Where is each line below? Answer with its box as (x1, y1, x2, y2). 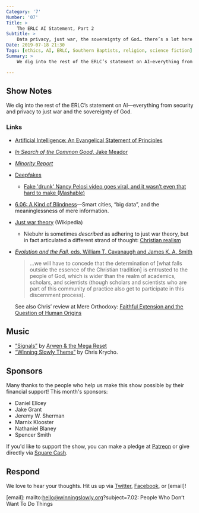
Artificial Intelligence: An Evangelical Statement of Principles (14, 137, 163, 144)
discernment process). (29, 291, 86, 298)
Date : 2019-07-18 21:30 (6, 42, 65, 48)
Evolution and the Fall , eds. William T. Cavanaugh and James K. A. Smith (14, 248, 193, 255)
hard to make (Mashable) (23, 189, 85, 196)
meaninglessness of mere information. (14, 207, 109, 214)
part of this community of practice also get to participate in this (29, 285, 184, 292)
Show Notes (6, 86, 52, 96)
